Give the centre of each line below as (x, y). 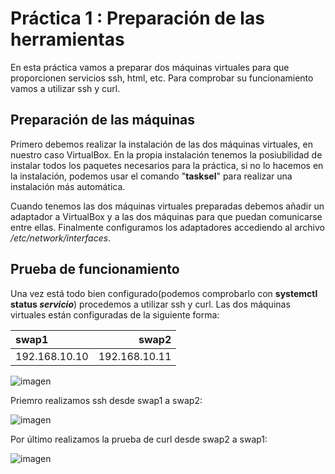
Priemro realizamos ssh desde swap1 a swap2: (106, 400)
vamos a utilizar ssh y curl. (65, 88)
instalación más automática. (68, 186)
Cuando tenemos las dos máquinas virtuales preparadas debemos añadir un (167, 206)
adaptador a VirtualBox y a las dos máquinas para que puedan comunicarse (166, 216)
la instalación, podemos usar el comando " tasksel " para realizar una (151, 176)
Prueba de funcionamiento (95, 269)
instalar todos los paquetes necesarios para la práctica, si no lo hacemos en (167, 165)
